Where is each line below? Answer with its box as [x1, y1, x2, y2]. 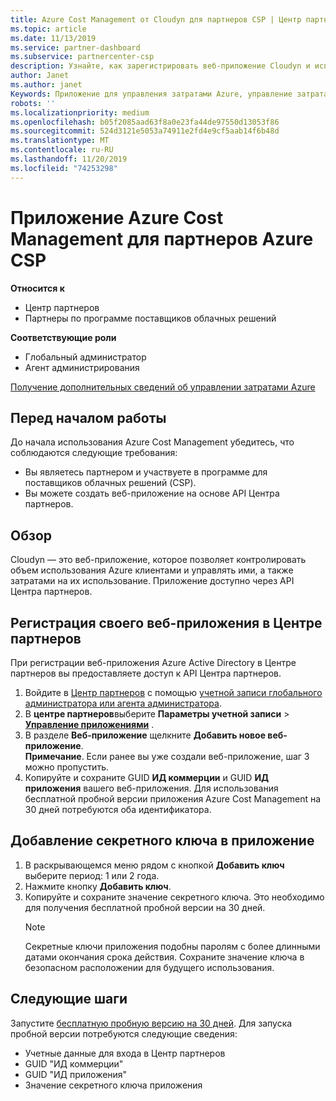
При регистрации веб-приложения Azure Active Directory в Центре [10, 657, 297, 668]
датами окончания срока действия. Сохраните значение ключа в [24, 951, 305, 963]
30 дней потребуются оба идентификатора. [24, 804, 212, 815]
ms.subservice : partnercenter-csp [10, 52, 155, 62]
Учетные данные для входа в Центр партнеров [24, 1047, 226, 1059]
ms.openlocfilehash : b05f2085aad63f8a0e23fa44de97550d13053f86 [10, 117, 280, 127]
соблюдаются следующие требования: [10, 447, 178, 459]
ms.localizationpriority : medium [10, 107, 150, 118]
